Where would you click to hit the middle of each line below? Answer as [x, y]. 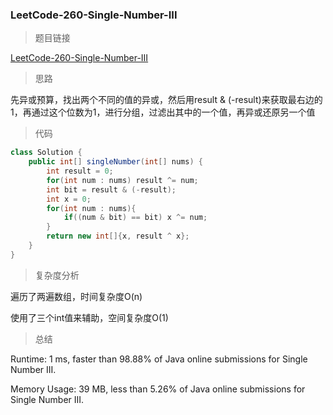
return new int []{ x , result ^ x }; [118, 236]
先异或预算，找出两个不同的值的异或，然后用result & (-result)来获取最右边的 [166, 100]
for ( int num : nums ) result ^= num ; [122, 180]
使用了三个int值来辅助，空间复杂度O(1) [89, 317]
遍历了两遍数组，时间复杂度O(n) [76, 296]
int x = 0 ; [69, 199]
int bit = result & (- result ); [111, 189]
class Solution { [46, 153]
